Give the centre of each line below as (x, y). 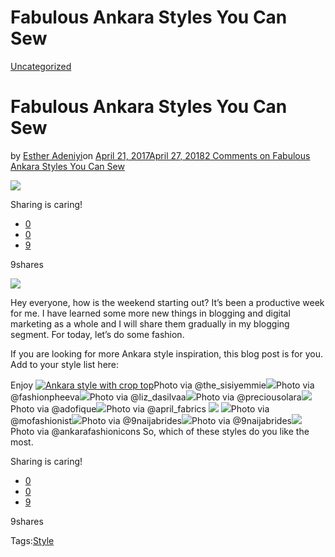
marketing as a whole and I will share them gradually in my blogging (150, 323)
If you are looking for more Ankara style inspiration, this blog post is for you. (166, 353)
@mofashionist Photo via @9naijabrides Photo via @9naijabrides (151, 420)
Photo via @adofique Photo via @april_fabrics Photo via (140, 408)
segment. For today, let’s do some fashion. (97, 334)
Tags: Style (32, 540)
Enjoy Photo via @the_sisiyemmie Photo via (162, 385)
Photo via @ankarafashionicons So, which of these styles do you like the (160, 431)
